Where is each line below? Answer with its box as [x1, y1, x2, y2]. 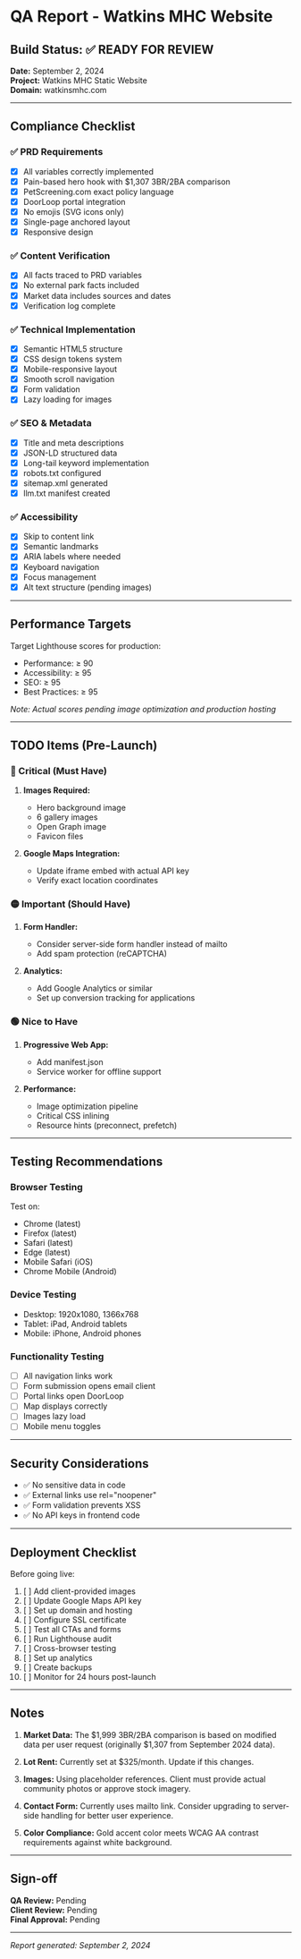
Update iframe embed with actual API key [36, 865, 190, 876]
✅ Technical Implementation [10, 323, 137, 336]
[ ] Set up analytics [22, 1653, 93, 1664]
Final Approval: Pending [10, 1913, 101, 1925]
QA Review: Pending [10, 1895, 88, 1905]
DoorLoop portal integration [22, 196, 126, 207]
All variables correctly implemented [22, 166, 155, 176]
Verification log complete [22, 300, 116, 311]
